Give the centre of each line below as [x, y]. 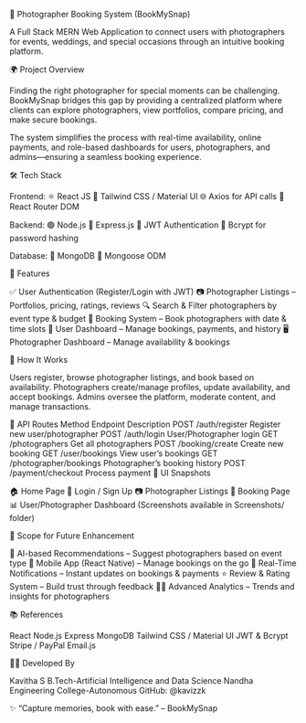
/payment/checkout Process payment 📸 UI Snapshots [111, 473]
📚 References [37, 614]
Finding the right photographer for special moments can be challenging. [145, 90]
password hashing [44, 238]
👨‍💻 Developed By [42, 663]
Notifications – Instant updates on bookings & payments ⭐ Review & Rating [150, 573]
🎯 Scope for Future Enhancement [72, 536]
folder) [22, 518]
